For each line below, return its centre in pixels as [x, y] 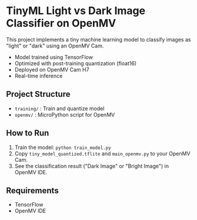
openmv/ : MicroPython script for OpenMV [65, 114]
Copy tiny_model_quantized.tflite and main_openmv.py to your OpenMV [102, 153]
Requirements [32, 190]
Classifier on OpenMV [61, 23]
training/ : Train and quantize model [59, 108]
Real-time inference [39, 76]
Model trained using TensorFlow [54, 57]
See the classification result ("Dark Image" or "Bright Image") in [92, 166]
